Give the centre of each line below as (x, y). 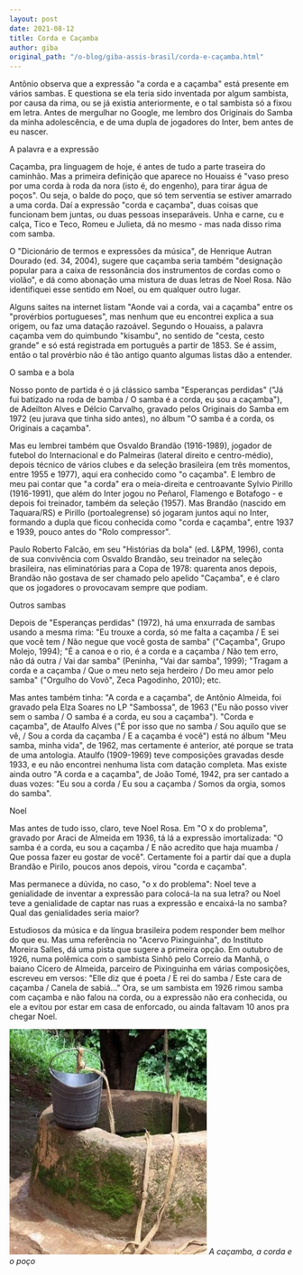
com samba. (32, 234)
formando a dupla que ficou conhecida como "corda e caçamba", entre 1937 (151, 522)
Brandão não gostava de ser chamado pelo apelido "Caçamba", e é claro (145, 578)
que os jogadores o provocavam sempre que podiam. (109, 588)
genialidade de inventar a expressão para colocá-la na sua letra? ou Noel (145, 894)
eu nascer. (29, 132)
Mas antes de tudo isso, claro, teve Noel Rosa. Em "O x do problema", (139, 829)
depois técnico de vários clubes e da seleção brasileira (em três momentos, (150, 465)
